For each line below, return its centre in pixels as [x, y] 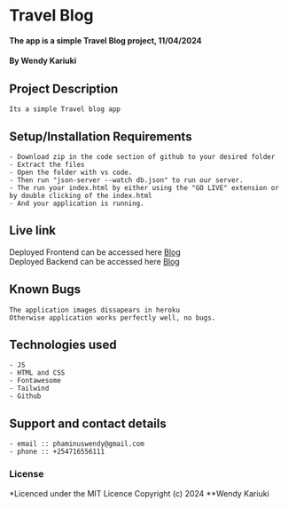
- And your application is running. [77, 203]
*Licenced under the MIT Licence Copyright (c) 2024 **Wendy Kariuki [140, 493]
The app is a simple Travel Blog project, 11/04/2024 [105, 40]
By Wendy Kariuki [43, 61]
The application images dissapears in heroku [94, 310]
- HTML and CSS [37, 373]
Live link [32, 230]
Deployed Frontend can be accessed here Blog [95, 252]
